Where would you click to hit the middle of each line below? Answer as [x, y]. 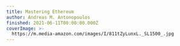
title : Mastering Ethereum [40, 12]
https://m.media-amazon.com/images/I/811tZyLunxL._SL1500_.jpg [93, 34]
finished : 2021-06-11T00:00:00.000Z [52, 23]
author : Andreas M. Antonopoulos [48, 17]
